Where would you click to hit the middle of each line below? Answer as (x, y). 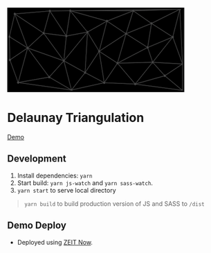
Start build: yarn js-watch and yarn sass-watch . (85, 183)
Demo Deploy (37, 226)
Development (37, 159)
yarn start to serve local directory (66, 190)
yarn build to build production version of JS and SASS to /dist (114, 203)
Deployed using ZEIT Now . (55, 242)
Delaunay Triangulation (76, 118)
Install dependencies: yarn (55, 175)
